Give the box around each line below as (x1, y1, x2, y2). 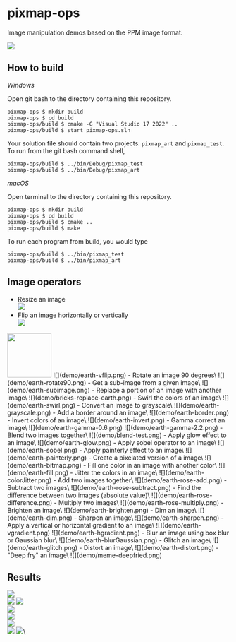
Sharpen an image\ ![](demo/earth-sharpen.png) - (78, 513, 224, 522)
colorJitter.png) (7, 475, 52, 485)
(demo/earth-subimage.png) (7, 386, 90, 394)
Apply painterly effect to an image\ (83, 446, 185, 454)
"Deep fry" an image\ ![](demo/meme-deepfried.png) (7, 551, 162, 559)
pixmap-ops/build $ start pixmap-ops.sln (7, 126, 131, 133)
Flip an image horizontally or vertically (17, 311, 128, 319)
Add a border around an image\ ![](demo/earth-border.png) (57, 408, 230, 417)
